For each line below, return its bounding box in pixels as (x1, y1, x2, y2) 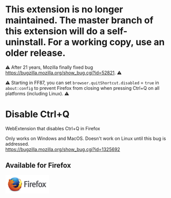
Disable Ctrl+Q (5, 109, 70, 120)
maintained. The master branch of (5, 14, 154, 26)
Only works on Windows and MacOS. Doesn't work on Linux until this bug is (5, 135, 166, 142)
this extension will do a (5, 26, 105, 37)
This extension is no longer (5, 4, 123, 15)
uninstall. (5, 36, 46, 48)
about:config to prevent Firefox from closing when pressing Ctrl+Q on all (5, 85, 160, 91)
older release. (5, 47, 66, 59)
